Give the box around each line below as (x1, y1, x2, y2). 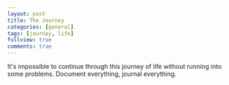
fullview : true (7, 37, 52, 44)
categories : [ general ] (7, 23, 74, 30)
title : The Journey (7, 17, 65, 24)
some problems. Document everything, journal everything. (7, 70, 177, 78)
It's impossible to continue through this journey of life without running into (7, 63, 222, 70)
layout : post (7, 10, 46, 18)
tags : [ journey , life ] (7, 30, 74, 37)
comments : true (7, 43, 52, 50)
